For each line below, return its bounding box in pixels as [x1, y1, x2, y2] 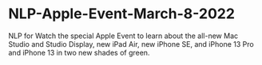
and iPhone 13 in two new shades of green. [8, 48, 150, 57]
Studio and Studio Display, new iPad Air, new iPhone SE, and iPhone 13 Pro [8, 39, 254, 48]
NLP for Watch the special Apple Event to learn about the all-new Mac [8, 31, 239, 40]
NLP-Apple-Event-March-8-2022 [8, 5, 236, 23]
